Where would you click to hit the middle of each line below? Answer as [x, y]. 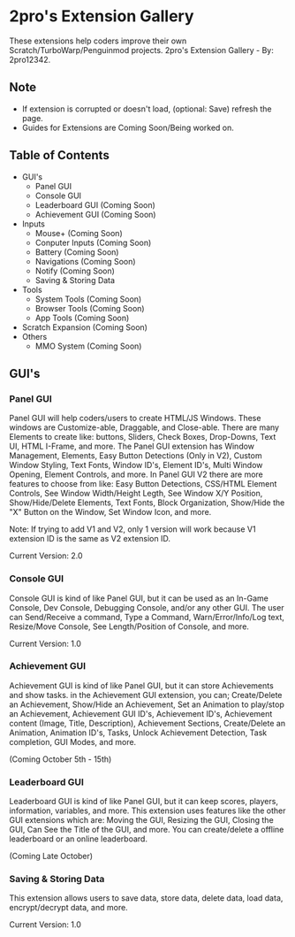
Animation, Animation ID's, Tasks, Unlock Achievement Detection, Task [138, 733]
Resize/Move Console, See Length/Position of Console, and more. [129, 626]
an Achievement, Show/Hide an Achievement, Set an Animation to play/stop [147, 704]
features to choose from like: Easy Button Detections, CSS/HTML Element [143, 484]
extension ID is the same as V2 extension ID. [90, 539]
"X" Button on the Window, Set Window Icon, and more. [110, 512]
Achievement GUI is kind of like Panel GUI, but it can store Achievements [141, 685]
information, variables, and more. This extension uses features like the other [147, 810]
